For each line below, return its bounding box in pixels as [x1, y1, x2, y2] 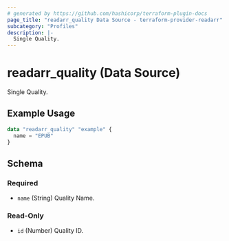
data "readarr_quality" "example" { [7, 126, 112, 133]
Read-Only [7, 211, 45, 220]
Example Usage [7, 108, 76, 119]
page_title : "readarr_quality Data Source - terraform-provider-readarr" [7, 16, 223, 23]
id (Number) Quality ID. [17, 227, 84, 235]
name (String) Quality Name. [17, 194, 95, 203]
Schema [7, 157, 43, 169]
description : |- [7, 29, 54, 36]
